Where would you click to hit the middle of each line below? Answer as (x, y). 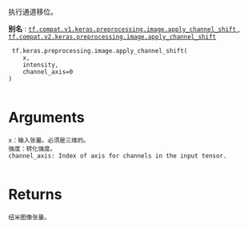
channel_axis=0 (48, 72)
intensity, (41, 65)
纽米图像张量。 (29, 217)
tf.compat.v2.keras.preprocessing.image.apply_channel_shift (112, 37)
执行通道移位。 (33, 12)
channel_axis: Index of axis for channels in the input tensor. (118, 156)
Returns (35, 195)
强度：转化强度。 (32, 149)
